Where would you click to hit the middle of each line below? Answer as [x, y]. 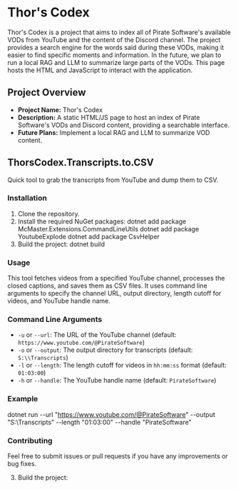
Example [23, 399]
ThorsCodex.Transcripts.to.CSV [81, 162]
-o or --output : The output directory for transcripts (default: [105, 350]
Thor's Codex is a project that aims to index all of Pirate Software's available [119, 32]
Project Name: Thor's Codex [60, 110]
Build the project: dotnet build [61, 244]
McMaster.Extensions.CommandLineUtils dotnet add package [108, 228]
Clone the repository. [48, 213]
